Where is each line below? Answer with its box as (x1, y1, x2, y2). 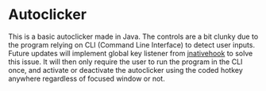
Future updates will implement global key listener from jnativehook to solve (8, 48, 253, 58)
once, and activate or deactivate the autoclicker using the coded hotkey (8, 65, 244, 74)
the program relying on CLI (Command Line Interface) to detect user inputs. (8, 40, 256, 49)
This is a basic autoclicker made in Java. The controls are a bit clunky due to (8, 32, 259, 41)
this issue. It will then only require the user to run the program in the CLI (8, 57, 243, 66)
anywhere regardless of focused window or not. (8, 74, 165, 83)
